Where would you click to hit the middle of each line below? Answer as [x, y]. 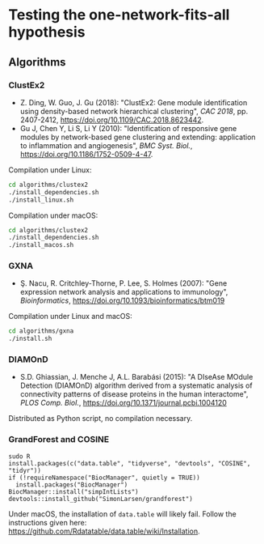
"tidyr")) [25, 470]
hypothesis [47, 32]
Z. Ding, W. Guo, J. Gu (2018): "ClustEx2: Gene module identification [134, 102]
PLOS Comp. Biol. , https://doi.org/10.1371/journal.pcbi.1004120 [124, 403]
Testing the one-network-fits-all [119, 15]
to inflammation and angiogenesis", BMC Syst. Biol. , [106, 145]
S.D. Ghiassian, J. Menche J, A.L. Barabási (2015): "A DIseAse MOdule [136, 377]
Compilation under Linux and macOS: [71, 317]
